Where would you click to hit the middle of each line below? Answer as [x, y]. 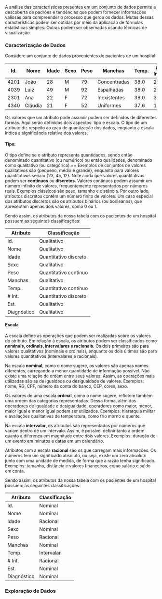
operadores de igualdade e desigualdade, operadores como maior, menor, [79, 406]
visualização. [18, 33]
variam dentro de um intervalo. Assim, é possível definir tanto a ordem [75, 430]
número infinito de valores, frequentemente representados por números [76, 185]
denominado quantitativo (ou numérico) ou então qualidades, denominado [79, 160]
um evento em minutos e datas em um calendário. [55, 441]
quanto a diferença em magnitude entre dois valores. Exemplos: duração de [80, 436]
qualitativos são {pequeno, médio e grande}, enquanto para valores [72, 170]
